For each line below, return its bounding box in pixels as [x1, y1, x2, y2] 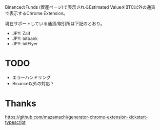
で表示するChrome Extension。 [5, 10, 68, 16]
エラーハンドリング [12, 74, 51, 80]
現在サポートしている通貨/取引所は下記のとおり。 [5, 21, 105, 26]
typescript [5, 119, 26, 125]
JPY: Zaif [12, 31, 31, 36]
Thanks [5, 98, 37, 109]
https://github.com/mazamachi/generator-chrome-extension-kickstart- [5, 114, 148, 120]
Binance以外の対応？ [12, 80, 55, 86]
